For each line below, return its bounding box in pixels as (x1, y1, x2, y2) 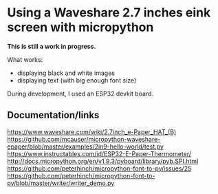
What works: (7, 55, 43, 63)
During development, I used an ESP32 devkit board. (7, 89, 153, 98)
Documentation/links (7, 109, 100, 121)
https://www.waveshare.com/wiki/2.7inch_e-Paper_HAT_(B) (7, 127, 177, 136)
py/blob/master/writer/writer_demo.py (7, 179, 115, 187)
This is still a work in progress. (7, 42, 96, 50)
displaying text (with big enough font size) (17, 76, 137, 84)
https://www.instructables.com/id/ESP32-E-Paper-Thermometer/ (7, 149, 191, 158)
